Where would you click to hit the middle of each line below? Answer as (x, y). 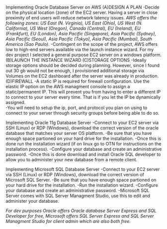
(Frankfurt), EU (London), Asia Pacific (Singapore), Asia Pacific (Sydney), (81, 34)
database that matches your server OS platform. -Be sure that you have (79, 133)
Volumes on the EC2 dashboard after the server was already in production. (82, 76)
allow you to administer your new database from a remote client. (72, 160)
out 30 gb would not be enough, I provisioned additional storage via (75, 71)
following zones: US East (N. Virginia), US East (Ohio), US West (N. (74, 23)
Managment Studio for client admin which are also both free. (68, 221)
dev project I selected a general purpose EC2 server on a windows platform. (84, 55)
